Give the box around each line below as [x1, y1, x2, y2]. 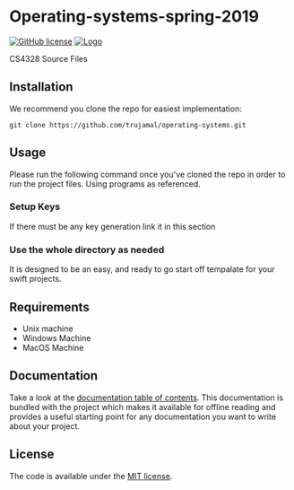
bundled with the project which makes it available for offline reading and [9, 401, 276, 412]
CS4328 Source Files [9, 53, 88, 64]
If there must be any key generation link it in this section [9, 221, 216, 232]
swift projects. [9, 274, 62, 284]
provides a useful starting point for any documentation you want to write [9, 411, 276, 422]
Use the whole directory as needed [9, 243, 165, 256]
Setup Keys [9, 200, 61, 213]
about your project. [9, 420, 81, 432]
